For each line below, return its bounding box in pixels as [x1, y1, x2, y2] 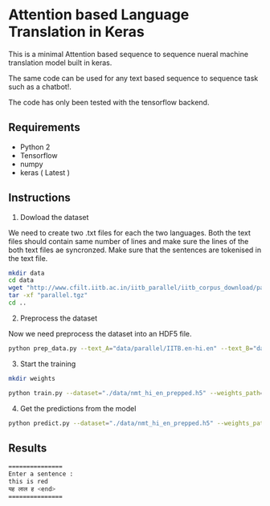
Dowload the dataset [19, 212, 89, 222]
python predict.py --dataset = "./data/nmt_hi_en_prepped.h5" [8, 419, 215, 427]
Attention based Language [8, 6, 190, 24]
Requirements [8, 120, 80, 134]
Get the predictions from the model [19, 403, 137, 413]
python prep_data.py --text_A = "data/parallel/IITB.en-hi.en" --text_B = [8, 344, 253, 353]
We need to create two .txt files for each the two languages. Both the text [8, 227, 252, 238]
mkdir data [8, 269, 45, 277]
